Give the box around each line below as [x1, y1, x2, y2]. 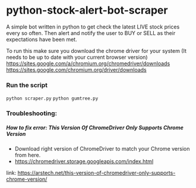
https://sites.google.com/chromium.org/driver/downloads [6, 66, 147, 73]
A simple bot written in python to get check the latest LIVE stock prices [6, 23, 180, 30]
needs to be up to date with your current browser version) [6, 53, 148, 60]
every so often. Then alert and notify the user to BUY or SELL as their [6, 29, 176, 36]
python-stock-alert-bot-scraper [6, 4, 168, 17]
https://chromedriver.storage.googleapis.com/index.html [14, 158, 154, 165]
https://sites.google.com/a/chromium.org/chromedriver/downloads [6, 60, 170, 67]
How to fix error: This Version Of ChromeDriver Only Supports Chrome [6, 124, 184, 131]
